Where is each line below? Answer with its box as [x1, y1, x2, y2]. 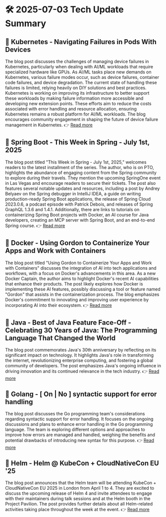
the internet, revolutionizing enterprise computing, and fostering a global [5, 357, 154, 363]
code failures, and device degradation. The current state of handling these [5, 80, 157, 85]
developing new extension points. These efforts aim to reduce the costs [5, 101, 152, 107]
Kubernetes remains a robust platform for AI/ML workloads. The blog [5, 111, 146, 117]
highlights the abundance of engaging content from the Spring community [5, 170, 157, 175]
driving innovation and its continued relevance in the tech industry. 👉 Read [5, 368, 160, 374]
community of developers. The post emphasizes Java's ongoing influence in [5, 363, 161, 369]
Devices [5, 45, 31, 54]
